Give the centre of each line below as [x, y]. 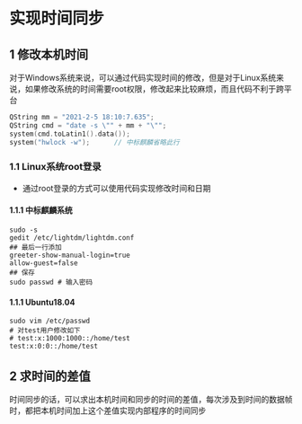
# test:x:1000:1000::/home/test [70, 339]
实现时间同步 [57, 18]
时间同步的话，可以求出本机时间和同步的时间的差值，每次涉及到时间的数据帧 [151, 400]
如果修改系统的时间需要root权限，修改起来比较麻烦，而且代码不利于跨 [155, 89]
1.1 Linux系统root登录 [55, 167]
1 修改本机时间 [49, 54]
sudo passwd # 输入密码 [51, 282]
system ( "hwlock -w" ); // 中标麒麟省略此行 [94, 142]
